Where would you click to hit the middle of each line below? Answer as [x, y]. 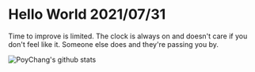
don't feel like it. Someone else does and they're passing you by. [114, 44]
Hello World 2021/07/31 [87, 14]
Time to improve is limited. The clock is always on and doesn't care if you [128, 36]
